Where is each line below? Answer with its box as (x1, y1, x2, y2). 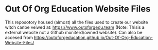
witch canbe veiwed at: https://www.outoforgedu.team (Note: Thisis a (5, 24, 145, 30)
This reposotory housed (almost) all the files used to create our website (5, 19, 148, 25)
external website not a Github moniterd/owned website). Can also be (5, 29, 142, 35)
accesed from (5, 35, 33, 40)
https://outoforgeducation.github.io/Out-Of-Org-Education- (34, 35, 153, 40)
